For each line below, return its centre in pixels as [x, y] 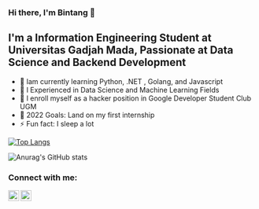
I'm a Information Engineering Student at [110, 38]
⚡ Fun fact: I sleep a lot [57, 123]
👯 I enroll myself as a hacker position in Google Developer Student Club [135, 98]
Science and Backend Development [97, 62]
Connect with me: [43, 178]
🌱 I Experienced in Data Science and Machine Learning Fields [119, 90]
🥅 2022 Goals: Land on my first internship [87, 115]
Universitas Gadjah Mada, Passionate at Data [121, 50]
